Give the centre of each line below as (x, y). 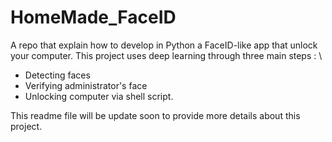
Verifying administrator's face (86, 85)
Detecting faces (57, 75)
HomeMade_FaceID (93, 17)
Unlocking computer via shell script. (99, 96)
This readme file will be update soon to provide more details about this (155, 115)
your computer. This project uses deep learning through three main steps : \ (166, 55)
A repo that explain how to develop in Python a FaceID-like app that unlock (164, 45)
